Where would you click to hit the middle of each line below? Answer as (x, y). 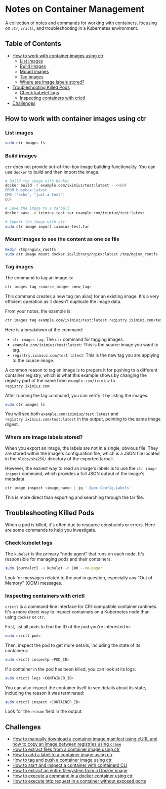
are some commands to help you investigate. (51, 530)
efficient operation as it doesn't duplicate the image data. (63, 302)
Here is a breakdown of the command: (44, 330)
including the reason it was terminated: (45, 693)
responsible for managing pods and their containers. (59, 559)
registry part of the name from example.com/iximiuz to (60, 380)
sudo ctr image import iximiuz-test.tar (47, 227)
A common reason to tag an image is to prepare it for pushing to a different (81, 370)
